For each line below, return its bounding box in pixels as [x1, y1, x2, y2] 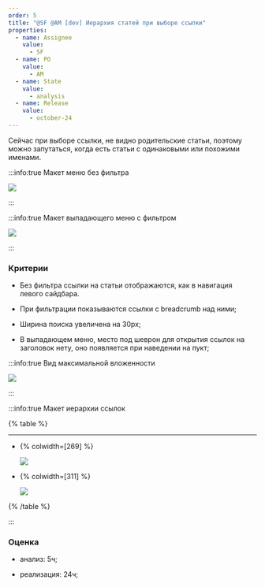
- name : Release [15, 99, 69, 107]
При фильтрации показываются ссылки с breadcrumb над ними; [19, 304, 237, 314]
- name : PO [15, 56, 51, 64]
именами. [8, 152, 42, 162]
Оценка [8, 537, 39, 548]
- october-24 [28, 114, 73, 122]
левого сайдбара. [19, 289, 80, 299]
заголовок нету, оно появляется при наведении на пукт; [19, 344, 210, 353]
